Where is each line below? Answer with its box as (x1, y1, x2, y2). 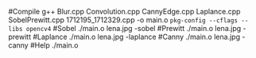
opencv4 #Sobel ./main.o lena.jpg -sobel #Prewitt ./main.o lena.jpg (25, 24, 242, 33)
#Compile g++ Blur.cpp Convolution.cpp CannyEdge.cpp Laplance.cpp (8, 7, 241, 16)
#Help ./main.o (30, 41, 79, 50)
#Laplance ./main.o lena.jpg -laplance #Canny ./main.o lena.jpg (33, 32, 241, 41)
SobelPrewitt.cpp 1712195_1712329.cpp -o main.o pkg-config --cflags (8, 15, 239, 25)
